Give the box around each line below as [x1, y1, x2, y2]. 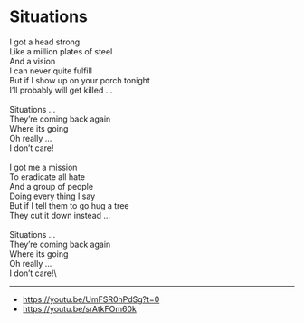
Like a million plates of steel [9, 45, 113, 56]
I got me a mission [9, 161, 78, 172]
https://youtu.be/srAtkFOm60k [22, 303, 138, 314]
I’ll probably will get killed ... [9, 84, 113, 95]
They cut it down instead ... [9, 210, 111, 220]
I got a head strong [9, 36, 81, 47]
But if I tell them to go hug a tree [9, 200, 129, 210]
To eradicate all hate [9, 171, 86, 182]
